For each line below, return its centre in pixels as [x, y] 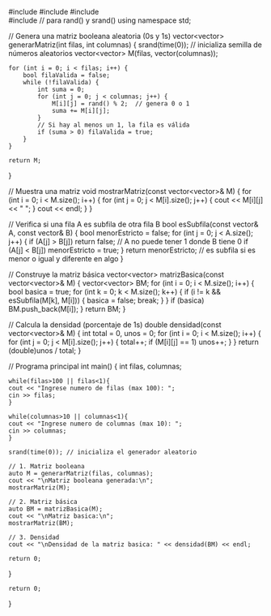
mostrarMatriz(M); [39, 488]
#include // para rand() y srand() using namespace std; [100, 20]
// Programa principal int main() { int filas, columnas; [95, 366]
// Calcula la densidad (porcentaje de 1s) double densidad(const [115, 325]
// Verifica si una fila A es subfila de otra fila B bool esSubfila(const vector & [133, 224]
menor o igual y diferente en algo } [66, 258]
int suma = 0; [61, 89]
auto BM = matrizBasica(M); [56, 509]
